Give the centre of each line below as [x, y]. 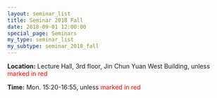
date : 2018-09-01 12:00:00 [47, 27]
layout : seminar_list [39, 14]
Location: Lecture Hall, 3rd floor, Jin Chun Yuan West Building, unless [108, 66]
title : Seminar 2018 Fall [45, 20]
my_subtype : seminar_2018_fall [53, 46]
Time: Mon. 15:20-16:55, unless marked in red [74, 87]
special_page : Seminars [42, 33]
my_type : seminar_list [41, 40]
